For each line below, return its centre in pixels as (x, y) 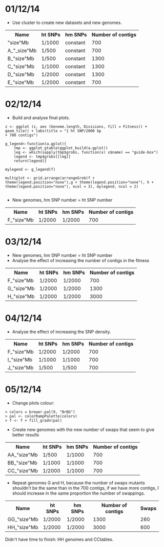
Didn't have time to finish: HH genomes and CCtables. (59, 539)
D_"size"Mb (21, 74)
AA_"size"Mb (23, 455)
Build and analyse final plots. (41, 117)
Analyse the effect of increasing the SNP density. (61, 332)
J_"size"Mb (20, 367)
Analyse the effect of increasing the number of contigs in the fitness (81, 260)
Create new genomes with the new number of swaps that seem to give (83, 430)
